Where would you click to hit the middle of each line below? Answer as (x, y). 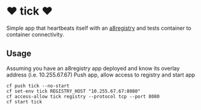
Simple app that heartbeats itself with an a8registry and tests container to (99, 28)
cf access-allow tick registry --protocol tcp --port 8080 (83, 96)
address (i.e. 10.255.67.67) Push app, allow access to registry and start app (101, 75)
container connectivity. (35, 34)
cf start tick (24, 101)
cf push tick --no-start (38, 86)
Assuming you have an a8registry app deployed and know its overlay (93, 68)
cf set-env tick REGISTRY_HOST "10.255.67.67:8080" (73, 91)
